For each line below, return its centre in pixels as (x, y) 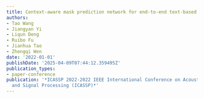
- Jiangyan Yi (24, 29)
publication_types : (31, 68)
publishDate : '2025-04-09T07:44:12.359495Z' (63, 63)
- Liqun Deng (23, 35)
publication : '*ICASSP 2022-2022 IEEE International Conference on (93, 80)
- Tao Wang (20, 23)
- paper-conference (31, 74)
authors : (17, 18)
